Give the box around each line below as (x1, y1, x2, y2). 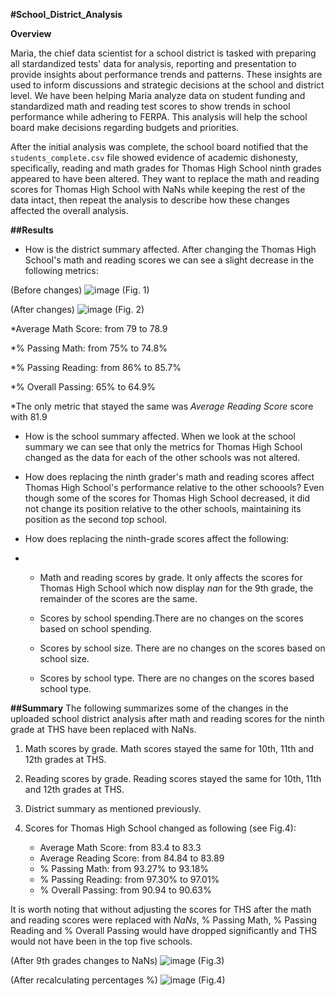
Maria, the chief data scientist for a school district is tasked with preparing (10, 47, 317, 59)
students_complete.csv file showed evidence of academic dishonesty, (10, 152, 298, 163)
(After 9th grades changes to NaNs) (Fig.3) (10, 955, 225, 966)
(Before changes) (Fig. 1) (10, 284, 150, 296)
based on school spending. (39, 623, 152, 634)
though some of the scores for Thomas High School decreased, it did (24, 492, 311, 504)
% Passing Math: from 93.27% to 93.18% (39, 863, 210, 874)
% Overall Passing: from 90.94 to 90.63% (39, 884, 212, 896)
